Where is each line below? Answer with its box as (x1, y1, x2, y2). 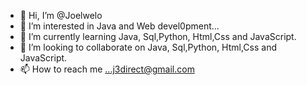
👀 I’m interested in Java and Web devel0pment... (19, 20, 220, 32)
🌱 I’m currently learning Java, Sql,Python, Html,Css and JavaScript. (19, 31, 297, 42)
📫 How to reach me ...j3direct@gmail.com (19, 63, 195, 75)
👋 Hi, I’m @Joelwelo (19, 10, 103, 21)
